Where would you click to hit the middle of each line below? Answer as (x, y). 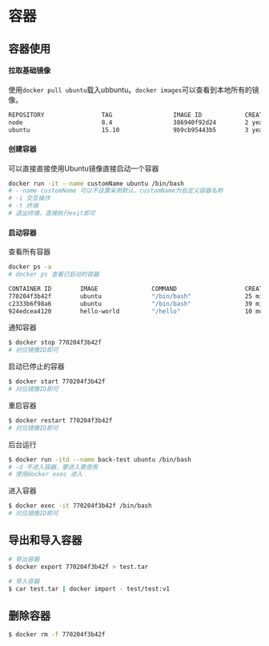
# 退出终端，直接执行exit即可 (52, 213)
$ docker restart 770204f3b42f (60, 420)
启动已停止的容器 (36, 366)
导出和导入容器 (45, 541)
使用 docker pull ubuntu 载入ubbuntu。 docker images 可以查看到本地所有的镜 (134, 90)
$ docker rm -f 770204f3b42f (57, 635)
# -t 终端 (23, 206)
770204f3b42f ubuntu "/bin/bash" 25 (130, 296)
